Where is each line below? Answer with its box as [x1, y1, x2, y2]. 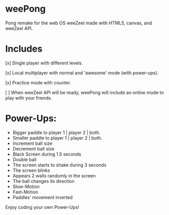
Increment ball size [12, 140, 52, 146]
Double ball [12, 156, 37, 163]
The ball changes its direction [12, 178, 75, 184]
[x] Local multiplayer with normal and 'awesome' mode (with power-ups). [5, 70, 159, 76]
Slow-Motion [12, 183, 40, 190]
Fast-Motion [12, 189, 39, 195]
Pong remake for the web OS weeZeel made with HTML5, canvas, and [5, 20, 152, 26]
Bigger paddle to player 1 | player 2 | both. [12, 129, 100, 135]
